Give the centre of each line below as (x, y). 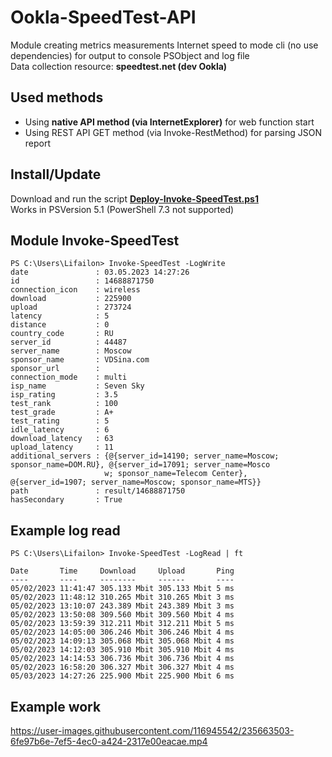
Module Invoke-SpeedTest (95, 240)
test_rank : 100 (64, 404)
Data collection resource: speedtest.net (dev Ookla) (119, 66)
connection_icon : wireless (75, 290)
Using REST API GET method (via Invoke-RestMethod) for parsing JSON (173, 132)
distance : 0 (60, 325)
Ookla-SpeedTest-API (103, 17)
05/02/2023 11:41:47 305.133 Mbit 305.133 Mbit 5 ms (122, 589)
